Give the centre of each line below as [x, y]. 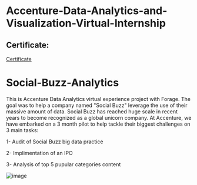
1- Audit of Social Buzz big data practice [55, 142]
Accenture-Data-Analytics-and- [87, 11]
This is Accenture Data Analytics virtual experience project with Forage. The [98, 99]
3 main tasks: [22, 130]
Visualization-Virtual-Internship [86, 23]
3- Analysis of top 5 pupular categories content [64, 164]
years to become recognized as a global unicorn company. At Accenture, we [99, 117]
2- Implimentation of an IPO [40, 153]
